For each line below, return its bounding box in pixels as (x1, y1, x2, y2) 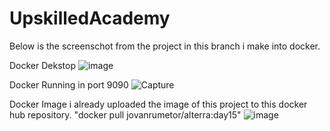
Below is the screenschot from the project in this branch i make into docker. (9, 40, 321, 52)
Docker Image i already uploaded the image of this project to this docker (9, 98, 308, 110)
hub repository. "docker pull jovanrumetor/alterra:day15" (9, 108, 242, 121)
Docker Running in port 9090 (9, 78, 129, 91)
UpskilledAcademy (9, 7, 171, 30)
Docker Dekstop (9, 59, 76, 71)
